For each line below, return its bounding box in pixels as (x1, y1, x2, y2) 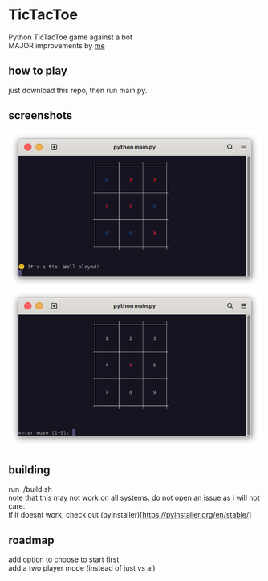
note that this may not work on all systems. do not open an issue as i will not (8, 493, 261, 503)
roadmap (8, 533, 55, 547)
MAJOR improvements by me (8, 40, 106, 50)
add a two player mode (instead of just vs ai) (8, 563, 156, 572)
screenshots (8, 108, 73, 122)
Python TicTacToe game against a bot (8, 32, 133, 42)
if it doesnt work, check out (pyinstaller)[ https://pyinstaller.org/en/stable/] (8, 510, 252, 520)
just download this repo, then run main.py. (8, 85, 148, 95)
